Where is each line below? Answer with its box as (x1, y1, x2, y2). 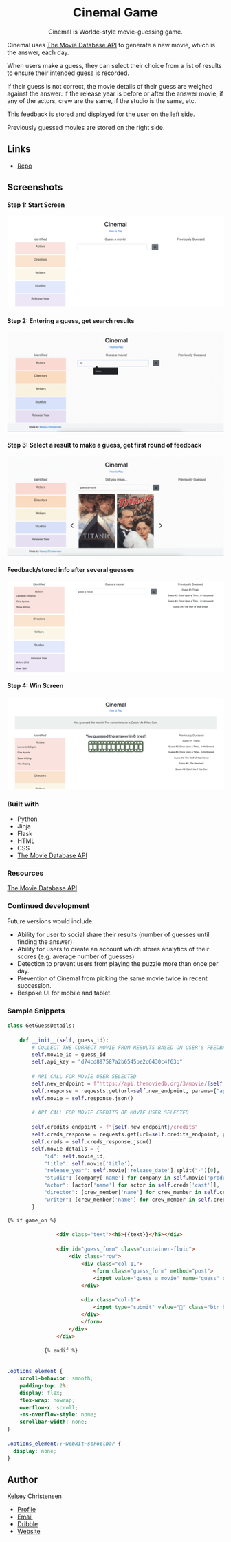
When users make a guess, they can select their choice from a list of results (7, 61, 222, 69)
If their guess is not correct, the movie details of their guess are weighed (7, 82, 213, 90)
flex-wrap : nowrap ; (19, 1397, 76, 1404)
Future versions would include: (7, 916, 94, 925)
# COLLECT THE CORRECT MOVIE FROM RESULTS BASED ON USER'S (32, 1044, 205, 1051)
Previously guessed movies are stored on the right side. (7, 123, 165, 131)
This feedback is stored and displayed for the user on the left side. (7, 110, 195, 118)
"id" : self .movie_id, (43, 1153, 107, 1160)
